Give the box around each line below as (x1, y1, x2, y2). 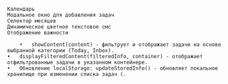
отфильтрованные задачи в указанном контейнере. (7, 59, 148, 66)
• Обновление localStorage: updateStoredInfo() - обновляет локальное (7, 65, 218, 72)
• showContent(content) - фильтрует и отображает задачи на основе (19, 41, 222, 48)
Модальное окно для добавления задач (7, 12, 115, 18)
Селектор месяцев (7, 18, 57, 24)
